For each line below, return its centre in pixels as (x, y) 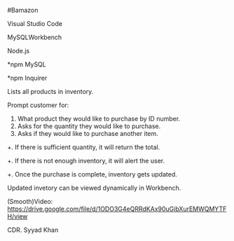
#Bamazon (23, 10)
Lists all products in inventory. (50, 91)
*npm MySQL (27, 64)
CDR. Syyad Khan (33, 230)
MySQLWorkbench (35, 37)
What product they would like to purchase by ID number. (99, 119)
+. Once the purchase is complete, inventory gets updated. (92, 174)
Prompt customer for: (38, 105)
